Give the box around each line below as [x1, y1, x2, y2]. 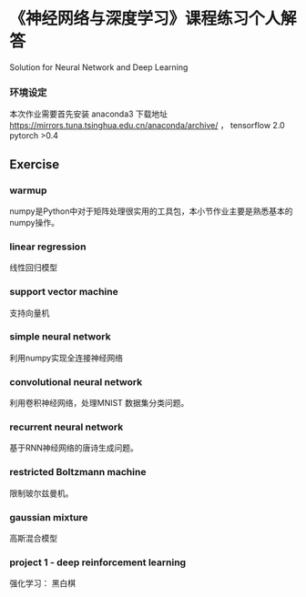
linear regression [9, 240, 87, 253]
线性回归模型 [9, 262, 57, 273]
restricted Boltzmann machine [9, 466, 147, 479]
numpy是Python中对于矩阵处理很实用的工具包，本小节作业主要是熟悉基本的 [9, 206, 293, 217]
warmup [9, 184, 47, 197]
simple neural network [9, 330, 111, 343]
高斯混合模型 [9, 533, 57, 543]
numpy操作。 [9, 217, 59, 228]
